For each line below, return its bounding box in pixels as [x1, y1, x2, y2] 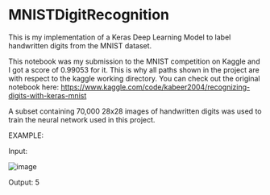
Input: [8, 146, 28, 156]
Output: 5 [8, 177, 40, 187]
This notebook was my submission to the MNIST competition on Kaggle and [8, 56, 260, 66]
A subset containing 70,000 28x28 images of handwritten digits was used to [8, 106, 262, 116]
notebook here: [8, 82, 59, 92]
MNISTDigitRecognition [8, 6, 170, 24]
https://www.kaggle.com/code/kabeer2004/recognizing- [60, 82, 251, 92]
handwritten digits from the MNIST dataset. [8, 40, 152, 50]
